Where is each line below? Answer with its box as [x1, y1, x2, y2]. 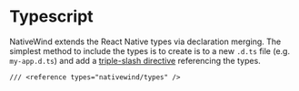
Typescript [9, 6, 94, 27]
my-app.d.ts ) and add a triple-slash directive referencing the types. [9, 55, 261, 66]
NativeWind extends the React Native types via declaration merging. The [9, 36, 282, 47]
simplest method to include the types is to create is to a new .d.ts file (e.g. [9, 45, 291, 56]
